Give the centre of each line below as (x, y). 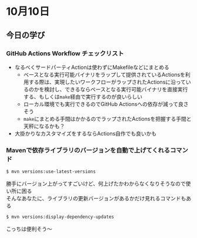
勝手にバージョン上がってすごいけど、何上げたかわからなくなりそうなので (96, 184)
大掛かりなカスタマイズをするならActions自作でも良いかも (86, 133)
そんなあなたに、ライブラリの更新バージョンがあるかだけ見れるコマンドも (96, 199)
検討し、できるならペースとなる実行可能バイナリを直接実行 (116, 89)
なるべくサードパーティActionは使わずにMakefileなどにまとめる (92, 67)
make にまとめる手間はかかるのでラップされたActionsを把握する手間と (107, 118)
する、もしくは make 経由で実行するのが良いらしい (83, 97)
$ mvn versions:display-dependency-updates (60, 217)
